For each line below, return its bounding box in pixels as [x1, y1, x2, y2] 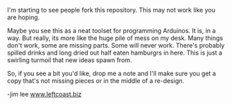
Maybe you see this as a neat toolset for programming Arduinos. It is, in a [7, 27, 216, 35]
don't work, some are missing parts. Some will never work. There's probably [7, 41, 225, 49]
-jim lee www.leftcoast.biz [7, 90, 82, 98]
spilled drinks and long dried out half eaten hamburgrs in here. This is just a [7, 48, 223, 57]
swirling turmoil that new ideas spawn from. [7, 56, 132, 64]
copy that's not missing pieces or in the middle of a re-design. [7, 77, 185, 85]
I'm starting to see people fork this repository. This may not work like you [7, 6, 216, 14]
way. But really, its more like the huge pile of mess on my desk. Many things [7, 34, 224, 42]
